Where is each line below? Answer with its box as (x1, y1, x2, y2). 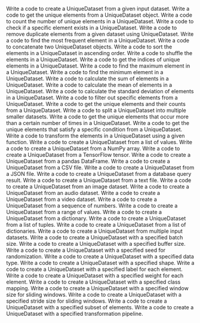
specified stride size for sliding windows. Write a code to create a (6, 297, 167, 304)
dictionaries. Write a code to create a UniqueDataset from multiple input (6, 227, 183, 234)
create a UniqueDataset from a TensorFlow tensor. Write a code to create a (6, 151, 191, 158)
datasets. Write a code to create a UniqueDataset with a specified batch (6, 234, 183, 241)
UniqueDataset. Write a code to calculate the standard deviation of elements (6, 88, 194, 95)
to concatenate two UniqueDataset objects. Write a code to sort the (6, 43, 173, 50)
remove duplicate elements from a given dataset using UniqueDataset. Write (6, 31, 194, 38)
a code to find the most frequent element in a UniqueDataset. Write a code (6, 37, 190, 44)
